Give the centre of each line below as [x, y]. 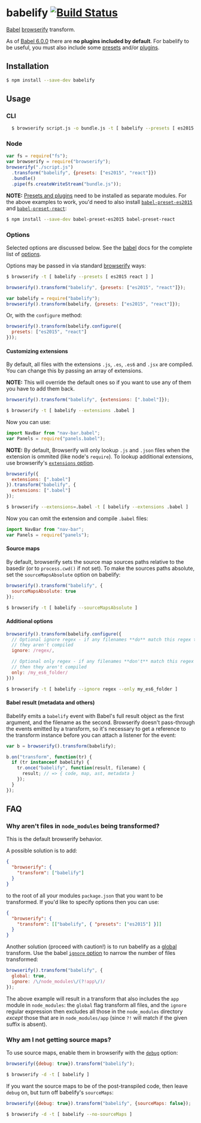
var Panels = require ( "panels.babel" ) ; [56, 439]
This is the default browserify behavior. [54, 839]
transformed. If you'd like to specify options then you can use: [83, 902]
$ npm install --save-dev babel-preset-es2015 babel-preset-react [91, 219]
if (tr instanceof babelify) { [51, 762]
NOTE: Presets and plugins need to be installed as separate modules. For [96, 196]
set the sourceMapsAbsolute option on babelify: [63, 574]
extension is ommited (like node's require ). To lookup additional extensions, [100, 457]
